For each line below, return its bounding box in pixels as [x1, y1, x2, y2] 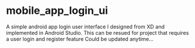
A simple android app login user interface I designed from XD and [6, 23, 165, 30]
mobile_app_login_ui [6, 4, 109, 17]
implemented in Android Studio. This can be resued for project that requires [6, 29, 189, 36]
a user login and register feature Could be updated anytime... [6, 35, 154, 42]
